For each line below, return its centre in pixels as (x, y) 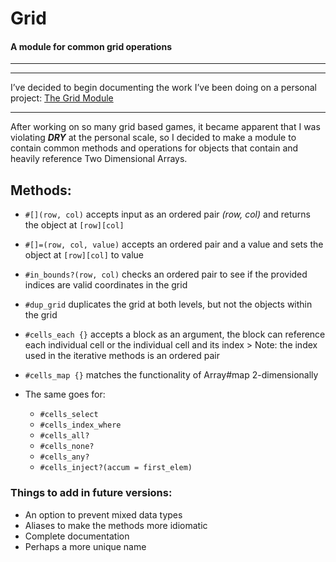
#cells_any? (64, 457)
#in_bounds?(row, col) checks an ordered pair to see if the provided (166, 274)
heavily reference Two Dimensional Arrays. (99, 159)
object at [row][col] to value (84, 255)
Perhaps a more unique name (85, 546)
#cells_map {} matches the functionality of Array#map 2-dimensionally (171, 375)
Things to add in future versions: (91, 493)
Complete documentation (77, 536)
